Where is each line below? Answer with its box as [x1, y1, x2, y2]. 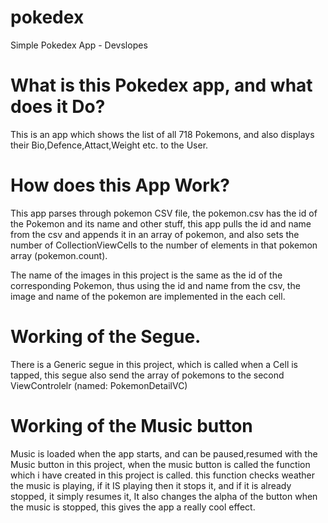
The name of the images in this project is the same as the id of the [10, 269, 283, 281]
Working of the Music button [10, 414, 253, 437]
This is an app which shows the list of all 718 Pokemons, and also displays [10, 128, 315, 140]
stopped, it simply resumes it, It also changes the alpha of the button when [10, 490, 318, 502]
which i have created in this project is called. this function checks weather [10, 469, 316, 481]
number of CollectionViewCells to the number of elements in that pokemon [10, 239, 318, 251]
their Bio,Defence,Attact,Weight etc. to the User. [10, 139, 209, 151]
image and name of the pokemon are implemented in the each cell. [10, 290, 286, 302]
